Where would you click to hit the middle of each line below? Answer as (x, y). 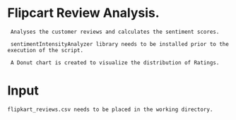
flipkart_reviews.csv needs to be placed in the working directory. (110, 109)
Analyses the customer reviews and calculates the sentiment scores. (115, 32)
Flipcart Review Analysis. (84, 13)
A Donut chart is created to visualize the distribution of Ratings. (115, 62)
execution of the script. (45, 50)
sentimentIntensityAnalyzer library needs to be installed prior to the (120, 44)
